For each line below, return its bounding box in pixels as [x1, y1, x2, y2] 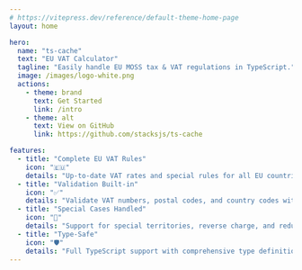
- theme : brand [25, 87, 83, 97]
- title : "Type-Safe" [17, 229, 99, 238]
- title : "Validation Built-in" [17, 179, 139, 189]
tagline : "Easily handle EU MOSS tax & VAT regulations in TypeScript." [17, 63, 296, 72]
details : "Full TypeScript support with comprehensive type [25, 247, 255, 256]
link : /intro [32, 104, 83, 113]
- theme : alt [25, 113, 75, 122]
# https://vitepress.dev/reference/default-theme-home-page [9, 13, 240, 22]
